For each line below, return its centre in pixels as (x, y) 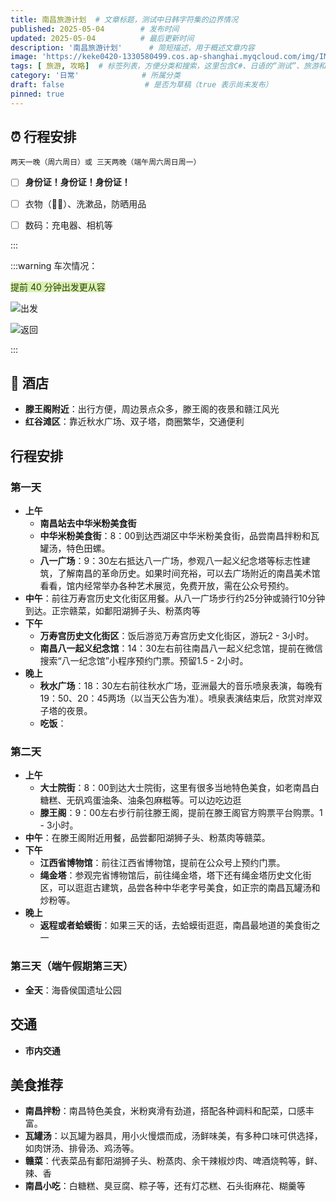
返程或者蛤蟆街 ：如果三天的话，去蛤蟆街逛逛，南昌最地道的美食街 (175, 925)
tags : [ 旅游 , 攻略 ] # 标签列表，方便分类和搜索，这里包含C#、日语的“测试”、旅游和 (168, 66)
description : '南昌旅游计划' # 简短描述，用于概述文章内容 (132, 47)
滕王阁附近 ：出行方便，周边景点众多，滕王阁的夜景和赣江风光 (152, 409)
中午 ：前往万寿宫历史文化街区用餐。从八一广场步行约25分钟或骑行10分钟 (175, 598)
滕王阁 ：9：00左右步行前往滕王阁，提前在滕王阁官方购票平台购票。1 (181, 813)
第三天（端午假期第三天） (72, 966)
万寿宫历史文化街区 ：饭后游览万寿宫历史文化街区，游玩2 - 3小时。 (177, 636)
